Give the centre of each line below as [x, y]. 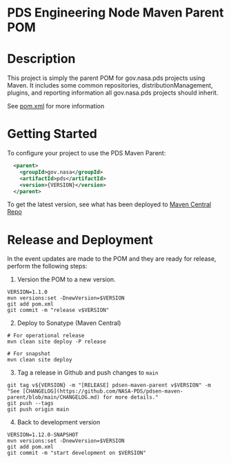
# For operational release [46, 336]
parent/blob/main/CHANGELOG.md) [53, 397]
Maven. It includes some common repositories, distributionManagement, [110, 86]
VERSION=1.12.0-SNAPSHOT [43, 435]
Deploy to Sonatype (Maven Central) [69, 323]
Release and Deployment [80, 240]
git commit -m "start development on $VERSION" [77, 453]
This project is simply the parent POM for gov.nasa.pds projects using [106, 78]
